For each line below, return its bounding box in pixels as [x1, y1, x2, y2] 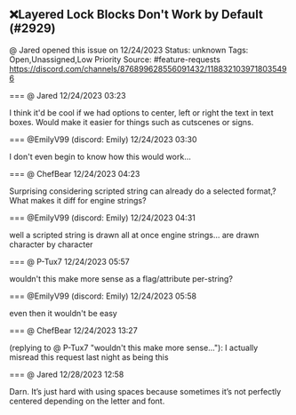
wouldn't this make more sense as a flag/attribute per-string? [9, 273, 234, 283]
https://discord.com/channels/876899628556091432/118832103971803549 [9, 63, 287, 74]
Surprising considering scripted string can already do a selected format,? [9, 186, 277, 196]
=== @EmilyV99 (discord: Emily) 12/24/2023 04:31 [9, 212, 196, 223]
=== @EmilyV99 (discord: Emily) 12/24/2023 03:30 [9, 133, 197, 145]
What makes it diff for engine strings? [9, 195, 147, 205]
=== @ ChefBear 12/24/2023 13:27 [9, 324, 138, 336]
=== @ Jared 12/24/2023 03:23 [9, 90, 126, 100]
